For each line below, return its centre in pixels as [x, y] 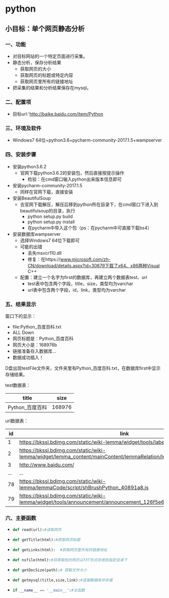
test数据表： [18, 385]
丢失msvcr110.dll [45, 253]
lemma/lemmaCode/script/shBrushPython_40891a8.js [84, 487]
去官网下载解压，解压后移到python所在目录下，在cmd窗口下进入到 [89, 204]
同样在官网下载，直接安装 [47, 192]
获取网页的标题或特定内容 [47, 75]
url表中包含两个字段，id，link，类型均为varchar [77, 290]
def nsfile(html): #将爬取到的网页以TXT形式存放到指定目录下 [70, 560]
